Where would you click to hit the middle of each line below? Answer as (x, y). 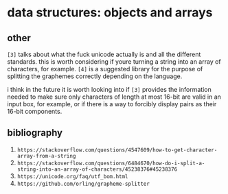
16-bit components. (35, 111)
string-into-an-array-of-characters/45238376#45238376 (97, 169)
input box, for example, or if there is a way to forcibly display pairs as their (112, 104)
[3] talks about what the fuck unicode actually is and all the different (104, 54)
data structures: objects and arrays (110, 13)
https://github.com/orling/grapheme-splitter (83, 184)
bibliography (35, 133)
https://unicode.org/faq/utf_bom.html (72, 176)
